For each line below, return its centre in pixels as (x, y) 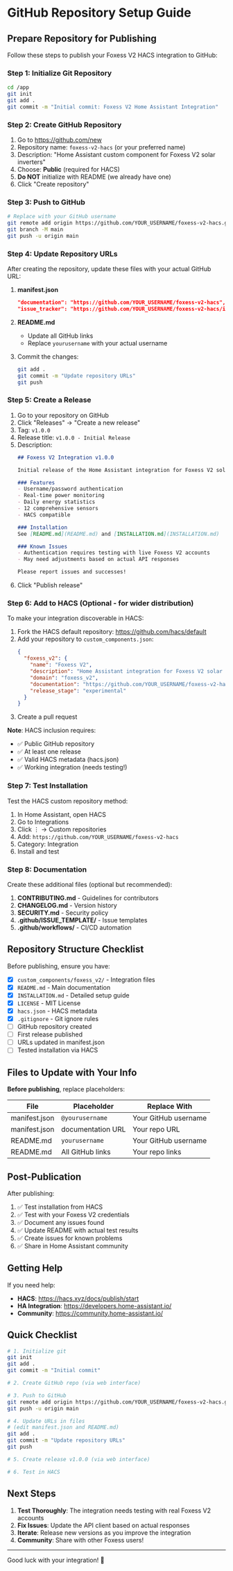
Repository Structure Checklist (76, 949)
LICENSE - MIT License (49, 1003)
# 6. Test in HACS (34, 1472)
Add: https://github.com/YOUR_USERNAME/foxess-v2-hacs (98, 836)
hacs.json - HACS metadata (57, 1011)
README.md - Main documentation (64, 987)
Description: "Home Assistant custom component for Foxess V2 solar (116, 155)
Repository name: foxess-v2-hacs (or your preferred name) (101, 147)
